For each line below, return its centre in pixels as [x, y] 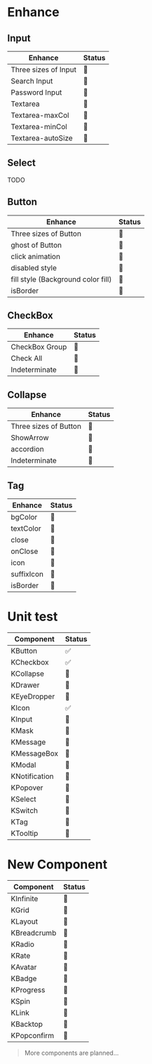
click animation [36, 256]
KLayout [25, 922]
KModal [23, 765]
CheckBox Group [39, 347]
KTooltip [25, 833]
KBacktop [27, 1024]
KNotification [32, 776]
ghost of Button [36, 245]
